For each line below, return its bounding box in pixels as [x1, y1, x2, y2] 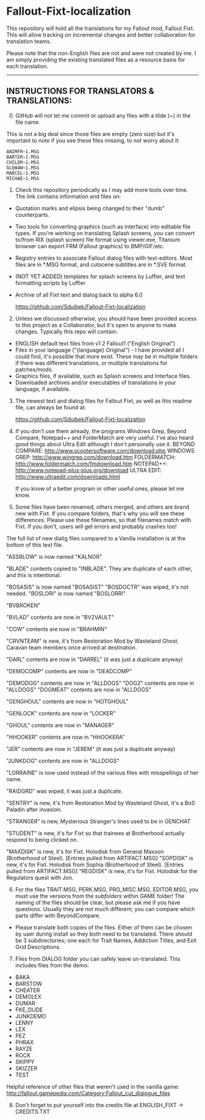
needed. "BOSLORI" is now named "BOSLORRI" [6, 589, 126, 597]
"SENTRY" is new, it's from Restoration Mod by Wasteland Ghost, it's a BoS [6, 799, 195, 806]
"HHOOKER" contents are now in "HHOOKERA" [6, 733, 125, 741]
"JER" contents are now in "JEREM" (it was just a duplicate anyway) [6, 745, 176, 752]
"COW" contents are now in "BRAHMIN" [6, 625, 107, 632]
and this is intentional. [6, 571, 62, 578]
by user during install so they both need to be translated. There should [15, 930, 192, 937]
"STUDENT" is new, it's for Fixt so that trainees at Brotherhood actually [6, 829, 185, 837]
